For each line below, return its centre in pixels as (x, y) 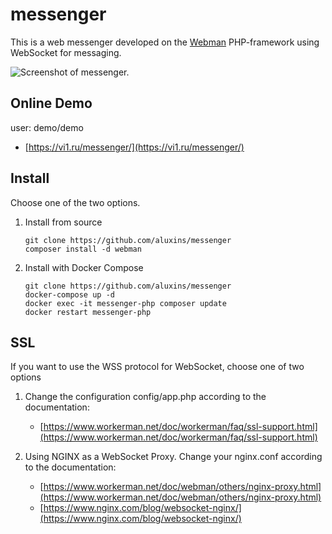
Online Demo (51, 103)
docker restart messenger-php (88, 312)
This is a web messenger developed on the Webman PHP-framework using (165, 42)
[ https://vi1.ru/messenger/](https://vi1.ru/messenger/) (134, 147)
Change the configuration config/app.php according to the (145, 397)
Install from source (63, 222)
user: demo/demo (47, 127)
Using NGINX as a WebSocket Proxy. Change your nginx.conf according (173, 457)
